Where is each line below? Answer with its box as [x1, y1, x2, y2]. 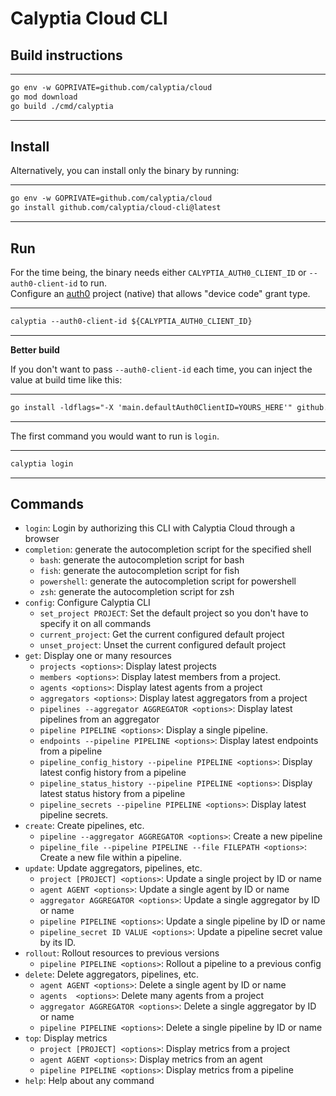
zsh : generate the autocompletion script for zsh [39, 586, 235, 598]
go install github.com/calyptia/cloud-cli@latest [10, 203, 222, 213]
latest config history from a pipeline [39, 767, 187, 779]
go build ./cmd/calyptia [10, 101, 114, 111]
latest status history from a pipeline [39, 788, 186, 800]
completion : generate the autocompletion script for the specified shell [24, 543, 312, 556]
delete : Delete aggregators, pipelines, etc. [24, 968, 200, 981]
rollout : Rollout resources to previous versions [24, 947, 220, 959]
